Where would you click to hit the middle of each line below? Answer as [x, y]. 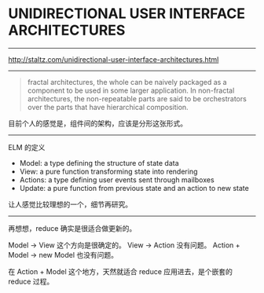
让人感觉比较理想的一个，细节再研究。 [70, 204]
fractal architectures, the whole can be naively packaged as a [127, 82]
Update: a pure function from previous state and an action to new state [134, 188]
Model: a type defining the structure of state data [99, 163]
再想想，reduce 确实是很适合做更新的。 [72, 228]
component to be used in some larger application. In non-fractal [131, 90]
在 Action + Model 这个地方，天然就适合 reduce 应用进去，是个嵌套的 [121, 271]
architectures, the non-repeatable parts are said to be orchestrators [137, 98]
